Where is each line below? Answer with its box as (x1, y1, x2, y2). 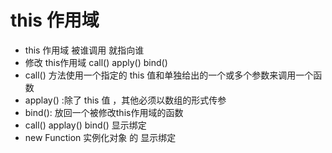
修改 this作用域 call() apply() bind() (24, 56, 168, 68)
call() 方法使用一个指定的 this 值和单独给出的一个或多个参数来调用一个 (24, 69, 314, 81)
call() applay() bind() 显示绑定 (24, 119, 147, 131)
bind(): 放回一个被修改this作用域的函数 (24, 106, 184, 118)
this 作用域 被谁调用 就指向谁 (24, 44, 145, 56)
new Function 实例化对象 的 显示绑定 (24, 131, 177, 143)
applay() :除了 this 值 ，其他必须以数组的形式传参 (24, 94, 227, 106)
